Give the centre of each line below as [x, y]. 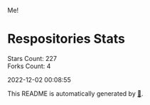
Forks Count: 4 [29, 66]
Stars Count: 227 [32, 58]
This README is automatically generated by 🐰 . [75, 93]
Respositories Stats [66, 39]
